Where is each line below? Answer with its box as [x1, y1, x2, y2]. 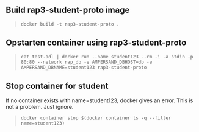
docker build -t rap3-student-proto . [20, 21, 120, 27]
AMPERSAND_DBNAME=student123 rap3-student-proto [20, 64, 147, 71]
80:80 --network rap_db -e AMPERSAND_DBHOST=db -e [20, 59, 153, 65]
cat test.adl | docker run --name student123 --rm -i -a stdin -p [20, 54, 194, 60]
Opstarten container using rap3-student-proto [5, 38, 187, 48]
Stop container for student [5, 81, 109, 91]
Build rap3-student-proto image [5, 5, 130, 15]
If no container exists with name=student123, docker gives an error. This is [5, 97, 194, 104]
